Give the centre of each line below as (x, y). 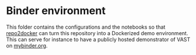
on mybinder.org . (27, 46)
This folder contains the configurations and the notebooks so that (86, 27)
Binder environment (56, 11)
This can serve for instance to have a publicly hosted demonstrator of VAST (98, 39)
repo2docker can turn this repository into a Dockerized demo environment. (97, 33)
